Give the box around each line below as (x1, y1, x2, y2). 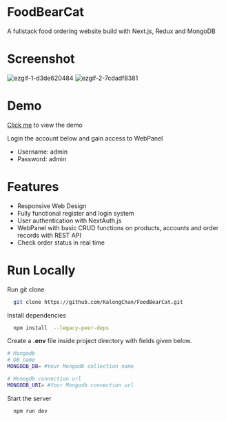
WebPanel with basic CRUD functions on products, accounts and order (17, 223, 219, 232)
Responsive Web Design (17, 201, 87, 210)
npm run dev (13, 407, 48, 414)
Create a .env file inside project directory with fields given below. (7, 337, 192, 345)
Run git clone (7, 285, 45, 294)
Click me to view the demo (7, 121, 83, 129)
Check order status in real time (17, 238, 105, 247)
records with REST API (17, 231, 81, 239)
